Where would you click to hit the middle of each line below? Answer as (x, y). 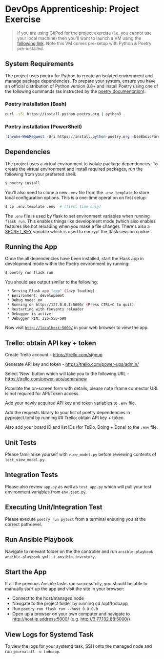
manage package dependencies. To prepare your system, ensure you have (81, 81)
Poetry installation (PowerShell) (43, 127)
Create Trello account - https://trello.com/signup (54, 355)
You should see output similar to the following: (52, 282)
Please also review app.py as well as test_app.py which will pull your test (78, 486)
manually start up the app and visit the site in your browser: (65, 589)
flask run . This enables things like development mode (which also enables (81, 221)
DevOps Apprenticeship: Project (72, 9)
